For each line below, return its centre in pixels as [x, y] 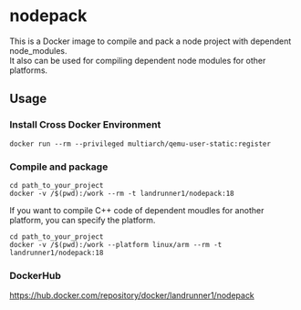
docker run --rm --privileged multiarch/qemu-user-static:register [140, 144]
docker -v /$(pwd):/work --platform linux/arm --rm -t [116, 244]
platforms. [29, 70]
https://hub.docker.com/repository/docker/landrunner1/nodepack [132, 295]
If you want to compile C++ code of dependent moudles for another [137, 210]
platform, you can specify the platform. [83, 220]
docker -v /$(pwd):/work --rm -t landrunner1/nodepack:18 [122, 193]
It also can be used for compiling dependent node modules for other [138, 60]
